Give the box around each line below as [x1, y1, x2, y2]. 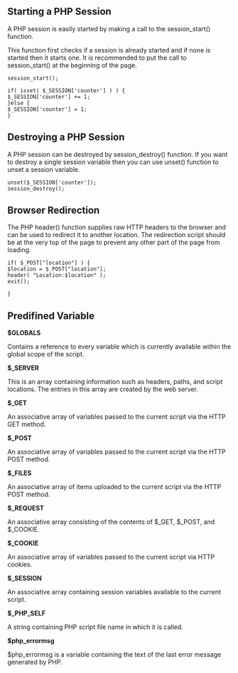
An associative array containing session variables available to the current [7, 588, 222, 596]
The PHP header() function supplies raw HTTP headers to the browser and [7, 223, 226, 231]
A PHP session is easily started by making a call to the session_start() [7, 24, 211, 33]
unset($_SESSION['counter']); [7, 179, 97, 186]
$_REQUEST [7, 504, 45, 513]
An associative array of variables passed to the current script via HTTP [7, 553, 215, 562]
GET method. [7, 420, 46, 429]
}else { [7, 99, 31, 106]
